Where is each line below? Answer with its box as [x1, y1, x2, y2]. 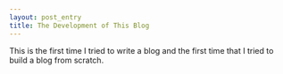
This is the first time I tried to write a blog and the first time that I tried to [9, 45, 274, 55]
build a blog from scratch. [9, 55, 104, 65]
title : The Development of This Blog [9, 21, 150, 30]
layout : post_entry [9, 12, 82, 22]
